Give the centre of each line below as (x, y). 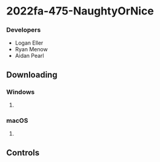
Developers (24, 30)
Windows (21, 92)
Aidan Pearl (29, 56)
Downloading (32, 74)
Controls (23, 153)
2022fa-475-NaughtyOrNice (80, 11)
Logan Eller (29, 43)
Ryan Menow (31, 49)
